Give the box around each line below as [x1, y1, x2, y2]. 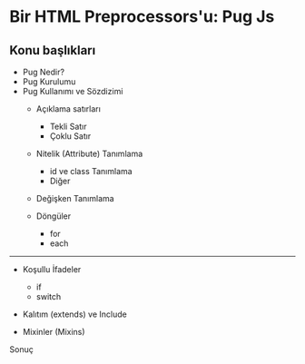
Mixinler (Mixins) [22, 327, 85, 337]
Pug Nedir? [22, 66, 65, 77]
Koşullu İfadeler [22, 264, 82, 274]
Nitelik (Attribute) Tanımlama [35, 148, 143, 159]
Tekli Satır [49, 121, 87, 132]
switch [35, 291, 62, 301]
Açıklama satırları [35, 103, 102, 114]
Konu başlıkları [9, 43, 96, 58]
